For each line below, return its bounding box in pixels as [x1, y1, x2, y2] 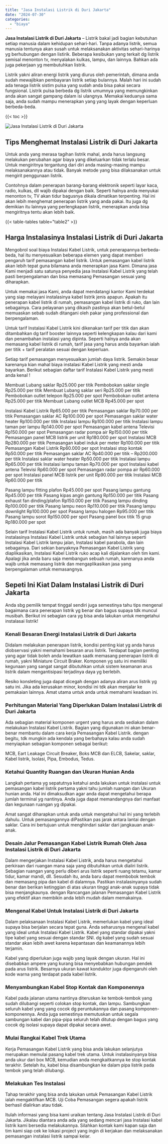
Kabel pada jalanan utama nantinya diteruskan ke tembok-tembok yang [5, 995, 152, 1001]
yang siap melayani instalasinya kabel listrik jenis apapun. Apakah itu [5, 294, 147, 300]
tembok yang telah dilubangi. [5, 1067, 65, 1073]
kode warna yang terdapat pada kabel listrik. [5, 971, 97, 977]
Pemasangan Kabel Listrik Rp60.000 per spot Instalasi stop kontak [5, 445, 142, 451]
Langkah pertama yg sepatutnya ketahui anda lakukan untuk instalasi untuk [5, 780, 161, 786]
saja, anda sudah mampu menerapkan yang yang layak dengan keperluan [5, 99, 158, 105]
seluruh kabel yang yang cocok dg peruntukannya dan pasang [5, 1006, 134, 1012]
